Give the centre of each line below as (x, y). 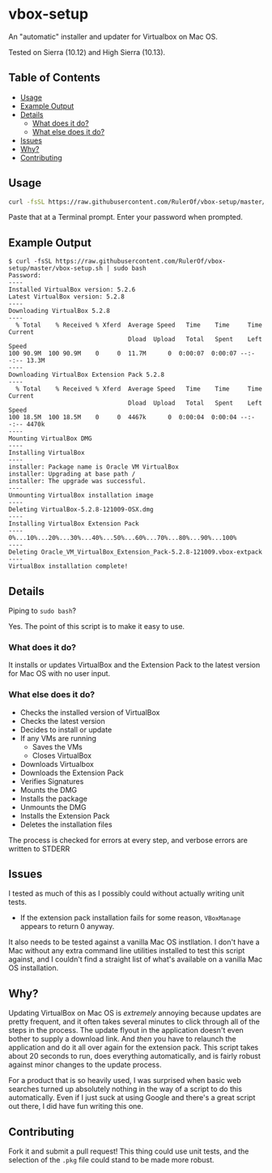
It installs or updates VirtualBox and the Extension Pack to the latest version (134, 665)
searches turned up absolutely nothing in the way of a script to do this (125, 1089)
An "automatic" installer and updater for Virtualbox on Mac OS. (113, 36)
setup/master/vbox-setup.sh (56, 268)
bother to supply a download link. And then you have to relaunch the (122, 1039)
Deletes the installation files (66, 824)
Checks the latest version (62, 721)
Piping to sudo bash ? (42, 611)
